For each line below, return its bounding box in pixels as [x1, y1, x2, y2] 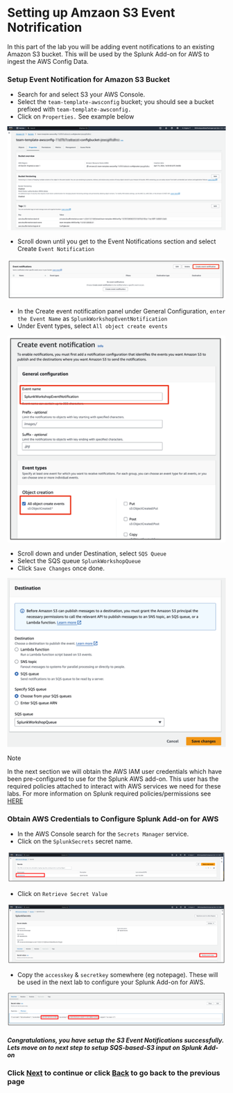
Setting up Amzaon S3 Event [7, 5, 175, 21]
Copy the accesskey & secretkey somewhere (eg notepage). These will [17, 971, 218, 979]
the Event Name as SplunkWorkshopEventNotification [17, 314, 168, 322]
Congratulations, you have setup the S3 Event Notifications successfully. [7, 1035, 224, 1044]
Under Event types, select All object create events [17, 321, 168, 330]
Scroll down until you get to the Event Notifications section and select [17, 237, 216, 246]
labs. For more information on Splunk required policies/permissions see [7, 789, 212, 798]
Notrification [7, 19, 83, 35]
